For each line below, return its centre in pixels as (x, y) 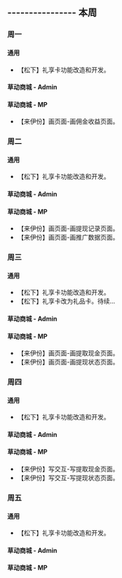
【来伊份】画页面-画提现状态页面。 (68, 362)
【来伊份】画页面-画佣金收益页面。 (68, 121)
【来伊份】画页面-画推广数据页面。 (68, 238)
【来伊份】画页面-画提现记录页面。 (68, 228)
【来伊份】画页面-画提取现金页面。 (68, 353)
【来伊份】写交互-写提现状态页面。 (68, 478)
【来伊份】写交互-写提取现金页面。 (68, 469)
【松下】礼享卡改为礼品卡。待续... (66, 301)
